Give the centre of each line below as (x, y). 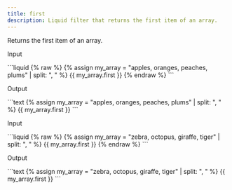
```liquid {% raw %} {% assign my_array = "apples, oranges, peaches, (108, 67)
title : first (26, 14)
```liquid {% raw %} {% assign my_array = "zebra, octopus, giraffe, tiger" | (114, 137)
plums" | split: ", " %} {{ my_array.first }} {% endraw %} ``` (91, 75)
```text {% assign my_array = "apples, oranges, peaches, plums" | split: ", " (115, 102)
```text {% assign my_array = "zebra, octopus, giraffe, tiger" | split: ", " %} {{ (116, 171)
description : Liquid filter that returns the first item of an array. (112, 20)
